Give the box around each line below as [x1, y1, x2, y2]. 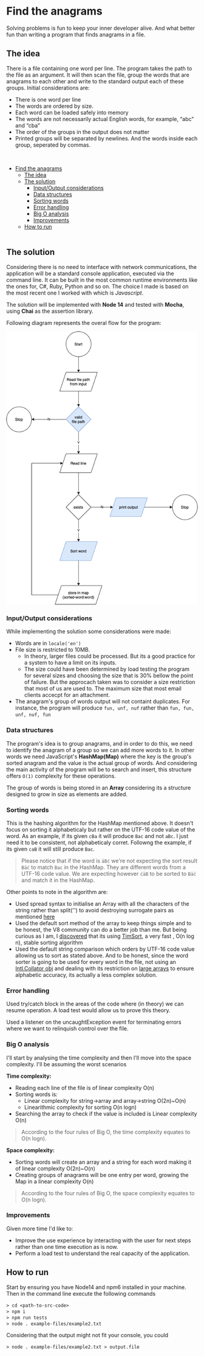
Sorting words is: [15, 1091, 58, 1098]
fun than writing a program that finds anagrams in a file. [6, 30, 146, 38]
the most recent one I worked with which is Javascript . [6, 289, 144, 296]
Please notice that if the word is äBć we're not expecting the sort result [21, 857, 197, 864]
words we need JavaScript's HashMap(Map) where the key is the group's [6, 753, 192, 760]
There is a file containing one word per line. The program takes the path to [6, 65, 192, 72]
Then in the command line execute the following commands [6, 1290, 156, 1297]
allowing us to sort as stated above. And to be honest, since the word [15, 951, 189, 959]
